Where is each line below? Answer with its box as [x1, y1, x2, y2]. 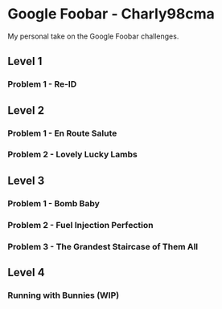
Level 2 [7, 104, 45, 117]
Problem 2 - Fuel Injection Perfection [7, 219, 154, 230]
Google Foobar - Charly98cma [7, 5, 215, 23]
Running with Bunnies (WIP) [7, 290, 120, 301]
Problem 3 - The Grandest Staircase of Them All [7, 241, 199, 252]
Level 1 [7, 55, 43, 68]
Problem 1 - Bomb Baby [7, 197, 100, 209]
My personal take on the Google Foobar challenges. [7, 31, 179, 41]
